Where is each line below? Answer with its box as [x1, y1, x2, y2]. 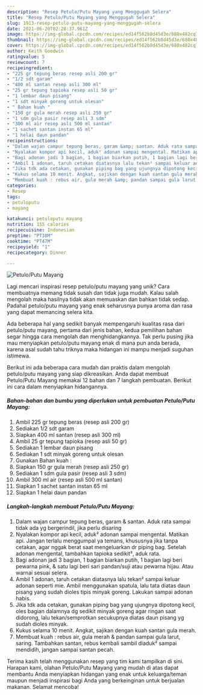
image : [7, 31, 23, 37]
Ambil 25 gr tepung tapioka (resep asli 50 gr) [15, 438, 127, 445]
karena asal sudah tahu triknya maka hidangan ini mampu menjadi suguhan [7, 346, 193, 353]
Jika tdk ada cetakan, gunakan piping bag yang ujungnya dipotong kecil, [15, 601, 196, 609]
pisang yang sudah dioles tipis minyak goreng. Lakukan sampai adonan [15, 588, 193, 596]
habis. [15, 595, 31, 602]
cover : [7, 43, 23, 49]
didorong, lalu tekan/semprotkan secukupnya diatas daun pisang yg [15, 614, 184, 621]
